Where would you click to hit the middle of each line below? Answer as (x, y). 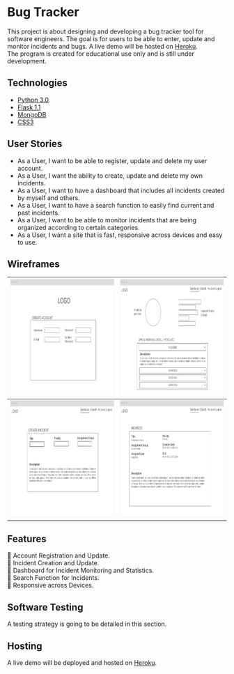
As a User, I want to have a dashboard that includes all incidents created (121, 190)
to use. (27, 242)
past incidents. (39, 213)
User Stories (35, 144)
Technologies (38, 83)
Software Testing (45, 607)
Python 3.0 (33, 100)
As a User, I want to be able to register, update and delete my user (112, 160)
